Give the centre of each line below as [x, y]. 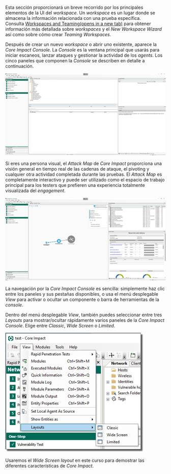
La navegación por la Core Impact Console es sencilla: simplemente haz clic [85, 289]
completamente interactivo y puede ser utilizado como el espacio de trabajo [85, 180]
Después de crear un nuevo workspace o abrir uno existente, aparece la [81, 44]
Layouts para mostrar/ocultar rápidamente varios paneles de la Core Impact [85, 320]
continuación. [20, 66]
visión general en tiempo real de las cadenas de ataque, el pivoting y [77, 169]
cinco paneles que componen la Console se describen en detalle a [75, 61]
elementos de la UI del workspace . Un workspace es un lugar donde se [80, 13]
